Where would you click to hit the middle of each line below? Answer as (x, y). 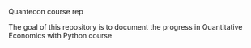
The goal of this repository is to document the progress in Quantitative (125, 27)
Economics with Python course (60, 36)
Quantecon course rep (46, 12)
